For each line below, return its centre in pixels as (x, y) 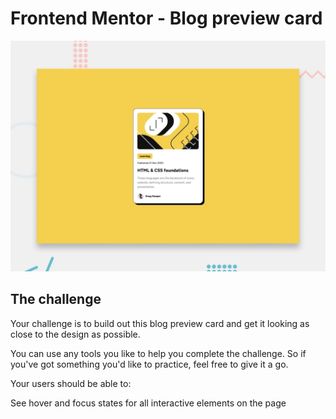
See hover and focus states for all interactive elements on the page (148, 403)
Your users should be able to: (71, 383)
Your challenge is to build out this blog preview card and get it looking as (160, 323)
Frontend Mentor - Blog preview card (166, 18)
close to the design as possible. (75, 334)
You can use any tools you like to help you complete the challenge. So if (158, 353)
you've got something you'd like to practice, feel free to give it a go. (149, 364)
